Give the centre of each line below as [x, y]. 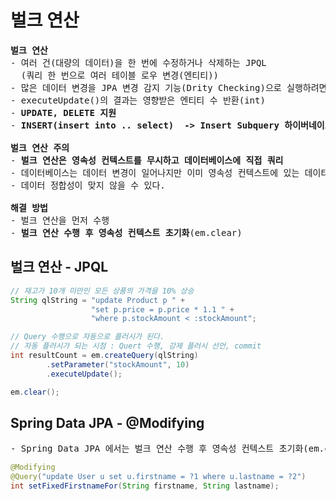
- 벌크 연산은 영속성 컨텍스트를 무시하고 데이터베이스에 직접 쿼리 [147, 160]
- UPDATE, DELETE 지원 [63, 112]
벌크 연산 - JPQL [59, 267]
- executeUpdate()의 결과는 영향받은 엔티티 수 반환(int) [138, 100]
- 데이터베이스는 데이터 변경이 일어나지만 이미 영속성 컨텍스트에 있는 [155, 172]
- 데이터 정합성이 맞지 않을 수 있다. [88, 185]
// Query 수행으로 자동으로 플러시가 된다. [87, 337]
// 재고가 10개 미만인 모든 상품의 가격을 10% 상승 [102, 291]
